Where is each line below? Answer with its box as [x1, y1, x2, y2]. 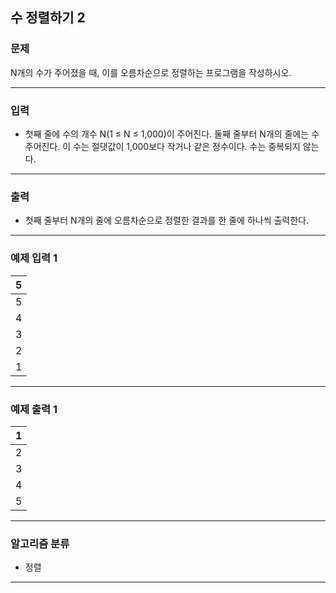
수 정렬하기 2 [10, 9, 86, 27]
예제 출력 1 [10, 402, 58, 416]
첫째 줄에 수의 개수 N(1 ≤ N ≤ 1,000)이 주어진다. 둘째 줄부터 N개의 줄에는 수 [24, 128, 320, 140]
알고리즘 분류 [10, 536, 70, 550]
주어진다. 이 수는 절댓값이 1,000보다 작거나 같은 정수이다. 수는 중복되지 [24, 140, 301, 152]
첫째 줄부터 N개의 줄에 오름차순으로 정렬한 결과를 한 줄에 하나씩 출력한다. [24, 214, 310, 227]
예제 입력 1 [10, 251, 58, 265]
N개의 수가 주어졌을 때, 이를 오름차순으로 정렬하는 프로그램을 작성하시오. [10, 66, 292, 78]
